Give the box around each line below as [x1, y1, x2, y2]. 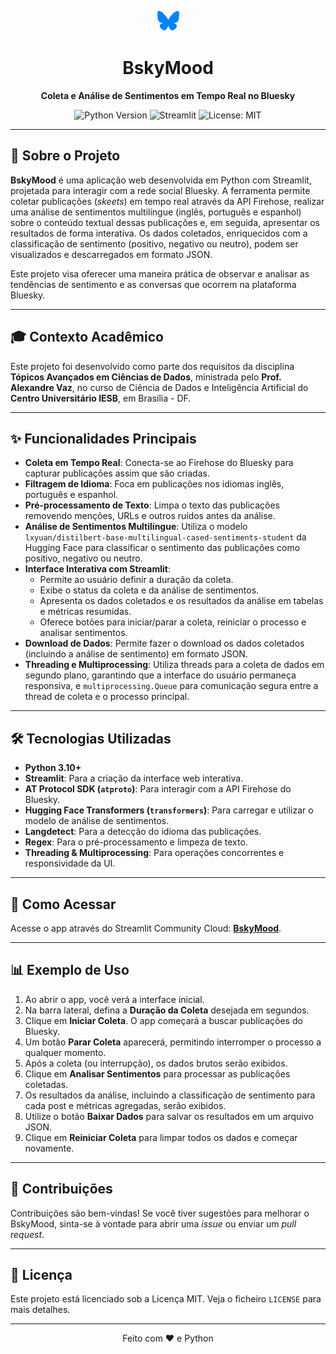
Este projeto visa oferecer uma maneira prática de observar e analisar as [10, 267, 310, 280]
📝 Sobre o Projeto [10, 147, 121, 165]
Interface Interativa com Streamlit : [24, 563, 172, 575]
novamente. [24, 1142, 75, 1154]
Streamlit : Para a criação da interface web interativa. [24, 772, 244, 785]
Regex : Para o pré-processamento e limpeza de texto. [24, 836, 248, 848]
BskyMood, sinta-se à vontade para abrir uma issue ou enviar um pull [10, 1217, 297, 1230]
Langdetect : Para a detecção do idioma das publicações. [24, 826, 262, 838]
